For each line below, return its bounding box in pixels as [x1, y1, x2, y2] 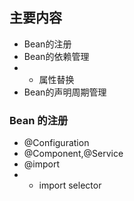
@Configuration [23, 137, 90, 149]
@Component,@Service [23, 148, 124, 160]
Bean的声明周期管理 [23, 86, 107, 98]
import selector [38, 179, 102, 192]
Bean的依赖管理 [23, 50, 90, 62]
